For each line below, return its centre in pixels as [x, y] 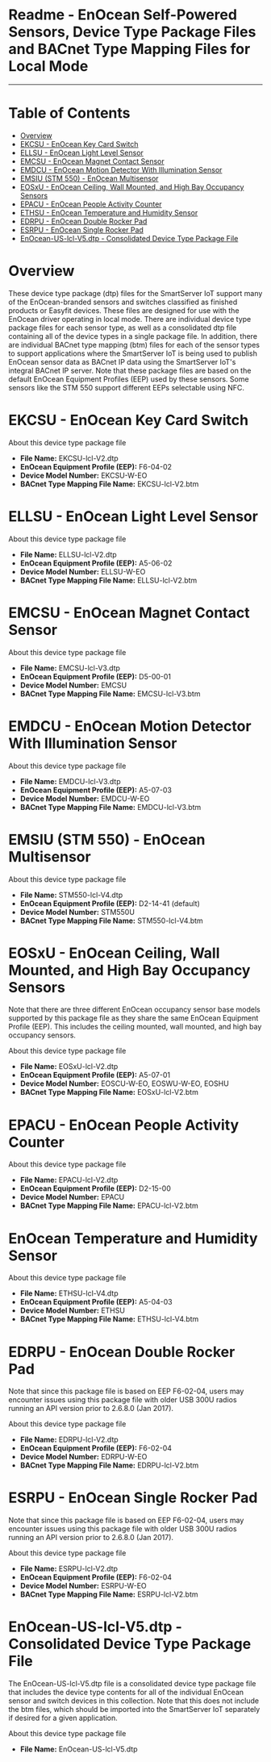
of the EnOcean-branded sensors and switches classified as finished [123, 302]
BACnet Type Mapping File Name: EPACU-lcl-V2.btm [109, 1206]
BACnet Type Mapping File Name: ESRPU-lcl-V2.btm [109, 1594]
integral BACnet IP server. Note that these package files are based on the [130, 370]
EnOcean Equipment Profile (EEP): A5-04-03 [96, 1302]
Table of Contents [69, 113]
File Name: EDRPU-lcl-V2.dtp [69, 1440]
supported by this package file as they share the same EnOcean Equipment [133, 1018]
